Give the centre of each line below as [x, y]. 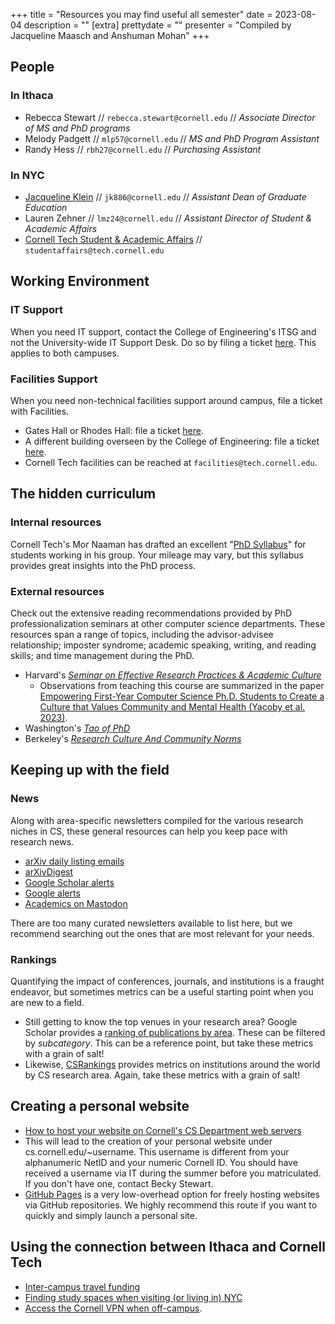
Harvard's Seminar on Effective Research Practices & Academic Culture [173, 675]
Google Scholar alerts [69, 882]
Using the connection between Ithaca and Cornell [168, 1247]
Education [46, 207]
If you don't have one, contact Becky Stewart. [119, 1183]
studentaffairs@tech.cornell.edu [94, 250]
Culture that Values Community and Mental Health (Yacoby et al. [172, 706]
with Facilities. [40, 411]
